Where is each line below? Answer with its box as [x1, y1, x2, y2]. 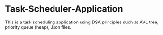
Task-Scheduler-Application [5, 3, 123, 14]
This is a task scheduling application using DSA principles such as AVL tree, [5, 19, 159, 25]
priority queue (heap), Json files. [5, 24, 72, 30]
